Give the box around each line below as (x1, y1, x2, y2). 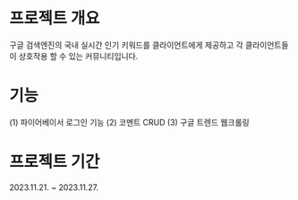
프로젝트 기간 (9, 152, 100, 172)
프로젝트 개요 (9, 8, 100, 29)
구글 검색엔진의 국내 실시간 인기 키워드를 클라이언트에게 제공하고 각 (9, 39, 243, 50)
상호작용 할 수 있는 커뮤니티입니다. (18, 50, 139, 61)
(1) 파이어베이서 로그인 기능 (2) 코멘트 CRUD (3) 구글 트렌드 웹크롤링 (9, 117, 250, 127)
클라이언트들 (244, 39, 289, 50)
